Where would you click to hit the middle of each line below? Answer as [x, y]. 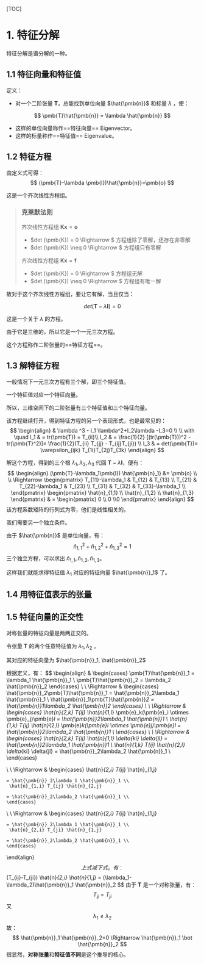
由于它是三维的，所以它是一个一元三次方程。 [62, 331]
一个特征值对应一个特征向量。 [44, 394]
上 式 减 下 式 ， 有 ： [102, 867]
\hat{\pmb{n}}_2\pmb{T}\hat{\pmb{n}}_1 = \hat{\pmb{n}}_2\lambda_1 [93, 692]
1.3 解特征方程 [33, 366]
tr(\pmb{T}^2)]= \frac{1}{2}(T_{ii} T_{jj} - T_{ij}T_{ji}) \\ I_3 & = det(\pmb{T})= [102, 443]
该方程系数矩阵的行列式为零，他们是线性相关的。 [68, 509]
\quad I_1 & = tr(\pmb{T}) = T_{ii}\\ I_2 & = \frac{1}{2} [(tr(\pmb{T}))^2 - [102, 437]
